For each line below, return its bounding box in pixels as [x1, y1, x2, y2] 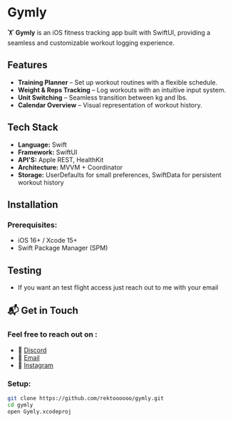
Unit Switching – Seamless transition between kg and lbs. [17, 93, 188, 102]
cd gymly [7, 401, 33, 408]
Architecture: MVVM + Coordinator [17, 163, 123, 172]
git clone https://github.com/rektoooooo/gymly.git [7, 395, 164, 402]
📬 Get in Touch [7, 305, 78, 317]
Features [7, 59, 48, 71]
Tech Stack [7, 122, 58, 134]
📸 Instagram [17, 361, 53, 369]
